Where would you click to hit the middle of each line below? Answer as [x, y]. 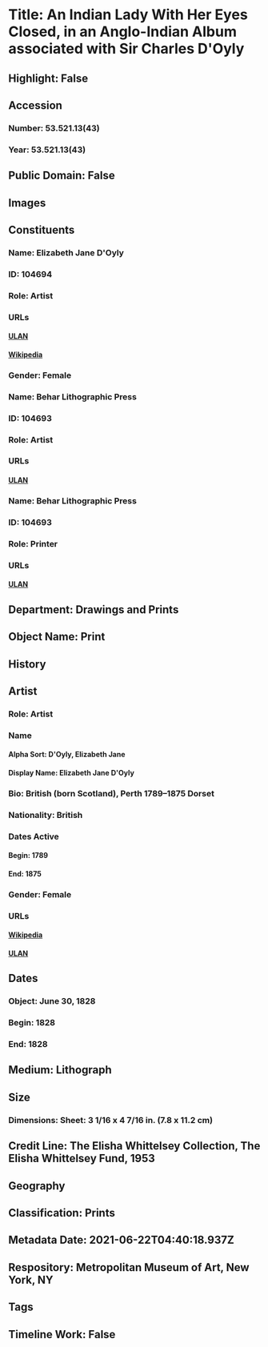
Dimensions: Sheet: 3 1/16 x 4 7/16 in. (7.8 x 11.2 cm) [111, 1120]
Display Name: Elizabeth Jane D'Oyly [71, 772]
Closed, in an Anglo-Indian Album [123, 32]
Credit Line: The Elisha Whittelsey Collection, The [134, 1146]
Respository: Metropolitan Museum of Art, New [129, 1267]
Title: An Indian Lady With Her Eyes [128, 15]
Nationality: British [46, 815]
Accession [35, 105]
